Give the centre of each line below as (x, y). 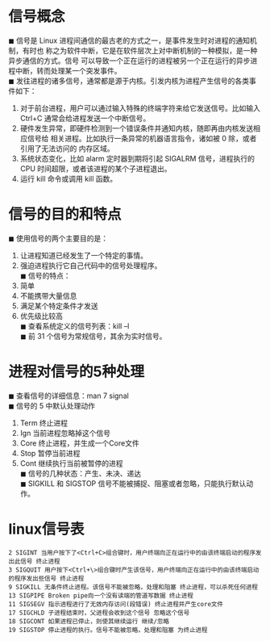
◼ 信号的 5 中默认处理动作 (52, 405)
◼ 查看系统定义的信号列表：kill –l (75, 326)
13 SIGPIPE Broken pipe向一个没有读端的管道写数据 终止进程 (101, 595)
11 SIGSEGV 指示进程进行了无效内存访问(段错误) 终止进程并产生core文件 (116, 604)
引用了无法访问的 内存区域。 (67, 148)
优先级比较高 (41, 316)
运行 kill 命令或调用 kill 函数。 (69, 178)
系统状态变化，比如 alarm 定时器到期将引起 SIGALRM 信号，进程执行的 (137, 158)
